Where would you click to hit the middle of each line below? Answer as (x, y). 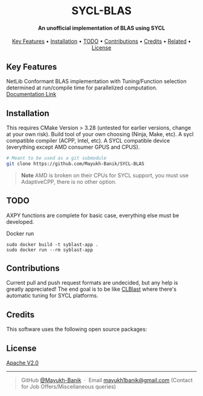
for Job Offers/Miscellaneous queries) (69, 387)
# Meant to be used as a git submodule (56, 158)
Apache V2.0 (23, 363)
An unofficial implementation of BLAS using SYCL (101, 28)
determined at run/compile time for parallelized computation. (82, 88)
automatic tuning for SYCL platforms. (52, 296)
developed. (20, 222)
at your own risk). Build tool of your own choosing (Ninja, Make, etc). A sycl (100, 134)
